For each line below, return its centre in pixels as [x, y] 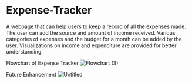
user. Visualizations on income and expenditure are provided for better [92, 45]
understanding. [24, 51]
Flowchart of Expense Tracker [43, 63]
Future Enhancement [31, 74]
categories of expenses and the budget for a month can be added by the [94, 39]
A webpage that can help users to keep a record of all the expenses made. [96, 26]
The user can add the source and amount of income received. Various [91, 32]
